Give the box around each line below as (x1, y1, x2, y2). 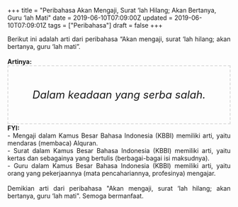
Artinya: (7, 57, 32, 66)
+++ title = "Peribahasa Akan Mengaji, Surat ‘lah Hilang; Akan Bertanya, (7, 6, 217, 14)
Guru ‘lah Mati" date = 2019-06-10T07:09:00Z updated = (7, 13, 174, 22)
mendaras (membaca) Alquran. (7, 139, 98, 147)
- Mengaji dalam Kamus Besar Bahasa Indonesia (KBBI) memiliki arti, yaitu (7, 131, 231, 140)
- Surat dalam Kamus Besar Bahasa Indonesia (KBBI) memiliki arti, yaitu (7, 147, 231, 155)
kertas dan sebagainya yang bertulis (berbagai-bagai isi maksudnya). (7, 154, 210, 162)
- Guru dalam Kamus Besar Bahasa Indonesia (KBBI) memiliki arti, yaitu (7, 162, 231, 169)
